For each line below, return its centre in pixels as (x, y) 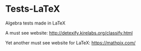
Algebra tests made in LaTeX (35, 23)
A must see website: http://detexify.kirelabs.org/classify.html (69, 33)
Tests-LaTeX (33, 9)
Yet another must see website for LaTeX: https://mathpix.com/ (70, 43)
